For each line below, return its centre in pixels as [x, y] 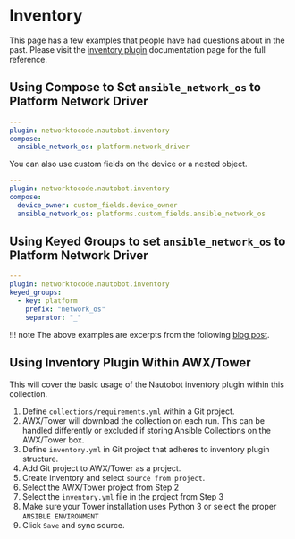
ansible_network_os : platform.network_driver [104, 147]
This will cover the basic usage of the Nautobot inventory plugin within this [147, 384]
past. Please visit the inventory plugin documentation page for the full [137, 49]
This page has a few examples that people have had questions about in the [147, 40]
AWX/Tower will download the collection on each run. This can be [143, 420]
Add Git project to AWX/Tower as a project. [101, 468]
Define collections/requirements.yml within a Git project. [128, 411]
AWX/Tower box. [53, 440]
